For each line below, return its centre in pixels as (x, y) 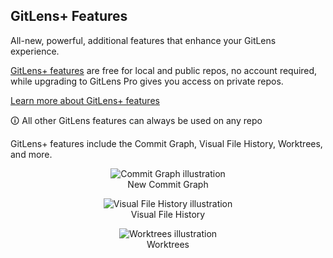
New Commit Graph (168, 184)
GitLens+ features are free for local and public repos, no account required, (164, 70)
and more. (31, 154)
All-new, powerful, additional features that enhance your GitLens (143, 40)
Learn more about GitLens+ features (85, 100)
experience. (35, 51)
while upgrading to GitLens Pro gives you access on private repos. (147, 81)
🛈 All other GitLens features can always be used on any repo (136, 120)
